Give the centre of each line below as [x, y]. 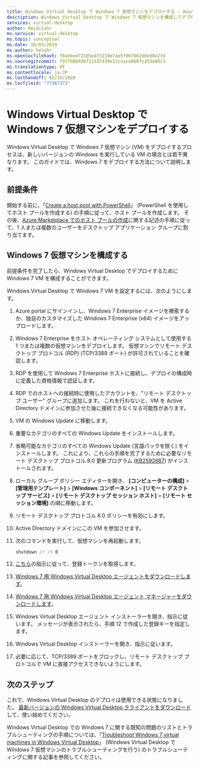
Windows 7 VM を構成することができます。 [59, 278]
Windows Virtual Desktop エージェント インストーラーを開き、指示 [96, 616]
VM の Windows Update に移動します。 [63, 420]
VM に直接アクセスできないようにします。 [94, 664]
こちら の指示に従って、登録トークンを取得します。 [77, 564]
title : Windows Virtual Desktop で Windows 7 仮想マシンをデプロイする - [94, 12]
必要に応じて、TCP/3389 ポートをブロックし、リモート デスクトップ [99, 657]
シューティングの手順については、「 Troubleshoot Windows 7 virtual [98, 735]
